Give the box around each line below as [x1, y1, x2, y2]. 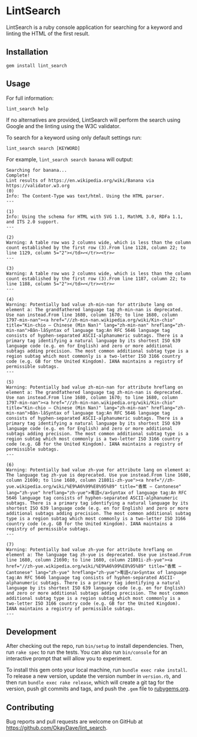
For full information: [6, 94, 54, 102]
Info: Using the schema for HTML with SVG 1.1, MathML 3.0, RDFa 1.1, [6, 214, 183, 220]
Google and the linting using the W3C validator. [6, 122, 121, 129]
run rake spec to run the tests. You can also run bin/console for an [6, 648, 168, 656]
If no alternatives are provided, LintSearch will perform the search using [6, 116, 181, 123]
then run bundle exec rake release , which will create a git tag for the [6, 679, 174, 686]
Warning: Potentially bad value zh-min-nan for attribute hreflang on [6, 384, 183, 390]
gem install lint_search [6, 63, 67, 69]
